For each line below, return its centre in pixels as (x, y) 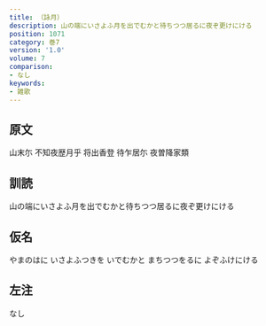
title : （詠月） (36, 17)
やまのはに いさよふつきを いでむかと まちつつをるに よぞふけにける (134, 260)
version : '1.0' (37, 50)
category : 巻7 (35, 42)
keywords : (27, 83)
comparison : (31, 67)
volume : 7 (27, 58)
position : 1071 (37, 34)
